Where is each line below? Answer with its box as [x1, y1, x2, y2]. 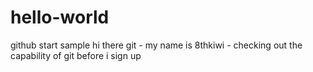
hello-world [10, 6, 110, 29]
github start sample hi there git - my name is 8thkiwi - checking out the [10, 39, 303, 51]
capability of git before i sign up [10, 49, 142, 61]
